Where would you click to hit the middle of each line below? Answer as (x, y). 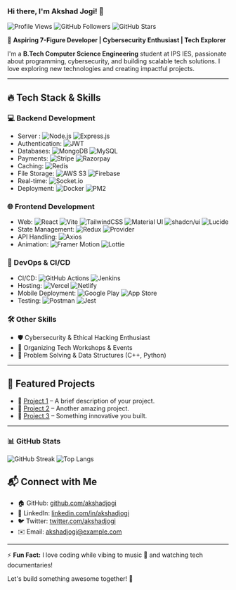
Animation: (33, 244)
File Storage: (36, 173)
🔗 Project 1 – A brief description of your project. (86, 401)
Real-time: (32, 181)
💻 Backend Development (51, 118)
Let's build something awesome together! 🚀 (70, 578)
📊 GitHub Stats (34, 441)
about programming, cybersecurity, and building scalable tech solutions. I (114, 61)
